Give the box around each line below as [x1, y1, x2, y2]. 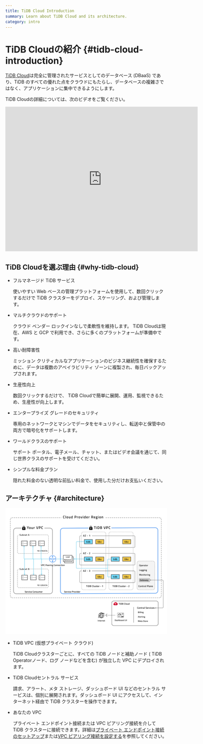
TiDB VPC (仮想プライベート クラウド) [12, 640, 94, 646]
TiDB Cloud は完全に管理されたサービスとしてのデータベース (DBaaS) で [5, 72, 157, 79]
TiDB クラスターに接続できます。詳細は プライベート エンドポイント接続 [12, 727, 165, 733]
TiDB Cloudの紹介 [5, 44, 82, 55]
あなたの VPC [12, 709, 42, 715]
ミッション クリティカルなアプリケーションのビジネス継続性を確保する [12, 358, 163, 364]
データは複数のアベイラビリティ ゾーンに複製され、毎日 [26, 364, 144, 370]
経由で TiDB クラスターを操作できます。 [35, 698, 119, 704]
